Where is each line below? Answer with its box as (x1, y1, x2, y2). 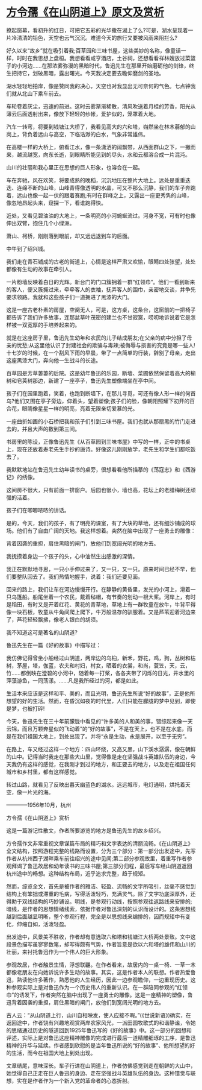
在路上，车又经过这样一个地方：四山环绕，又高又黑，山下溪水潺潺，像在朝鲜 (6, 745, 196, 752)
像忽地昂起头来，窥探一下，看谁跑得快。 (6, 199, 106, 206)
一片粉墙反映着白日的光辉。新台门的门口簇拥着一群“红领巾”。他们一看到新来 (6, 278, 195, 285)
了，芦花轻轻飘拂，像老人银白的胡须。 (6, 616, 101, 623)
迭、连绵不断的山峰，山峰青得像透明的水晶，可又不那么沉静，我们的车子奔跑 (6, 184, 196, 191)
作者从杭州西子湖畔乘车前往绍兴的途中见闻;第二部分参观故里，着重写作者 (6, 854, 188, 862)
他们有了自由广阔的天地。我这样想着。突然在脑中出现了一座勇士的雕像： (16, 527, 196, 534)
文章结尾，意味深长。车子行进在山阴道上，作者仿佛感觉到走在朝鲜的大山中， (6, 1062, 196, 1069)
